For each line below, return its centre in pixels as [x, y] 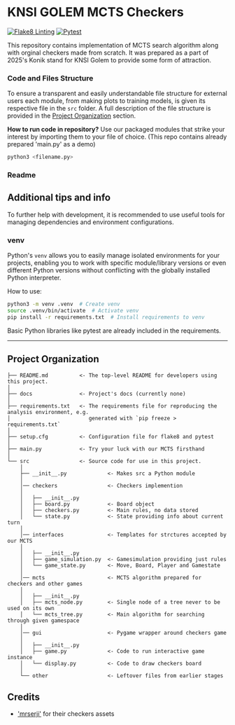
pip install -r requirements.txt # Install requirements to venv [106, 317]
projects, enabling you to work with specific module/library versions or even [117, 263]
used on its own [31, 608]
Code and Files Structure [50, 78]
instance [20, 657]
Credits [24, 697]
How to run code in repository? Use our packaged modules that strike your [116, 130]
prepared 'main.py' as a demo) [51, 144]
